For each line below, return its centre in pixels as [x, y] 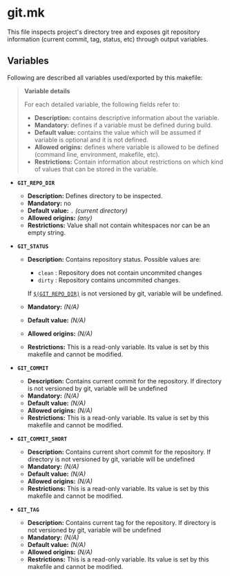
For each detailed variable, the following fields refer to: [102, 104]
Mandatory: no [49, 203]
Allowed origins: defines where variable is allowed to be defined [126, 147]
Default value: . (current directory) [77, 210]
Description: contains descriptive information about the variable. [127, 117]
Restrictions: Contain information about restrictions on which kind [128, 162]
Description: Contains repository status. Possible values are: [114, 259]
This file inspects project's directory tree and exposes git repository [104, 32]
